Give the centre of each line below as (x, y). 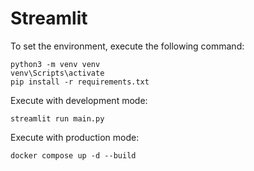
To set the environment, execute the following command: (127, 46)
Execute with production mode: (75, 137)
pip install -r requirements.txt (80, 82)
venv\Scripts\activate (57, 73)
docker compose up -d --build (73, 155)
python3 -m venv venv (55, 64)
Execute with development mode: (79, 100)
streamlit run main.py (57, 118)
